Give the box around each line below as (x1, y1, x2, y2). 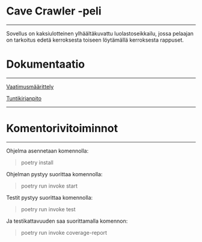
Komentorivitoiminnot (6, 122, 118, 135)
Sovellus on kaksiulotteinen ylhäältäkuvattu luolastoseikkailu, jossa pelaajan (6, 30, 194, 37)
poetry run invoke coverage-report (20, 229, 107, 236)
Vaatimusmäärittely (6, 83, 54, 90)
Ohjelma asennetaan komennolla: (6, 147, 89, 154)
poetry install (20, 159, 54, 166)
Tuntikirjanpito (6, 95, 42, 102)
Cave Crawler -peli (6, 4, 102, 18)
